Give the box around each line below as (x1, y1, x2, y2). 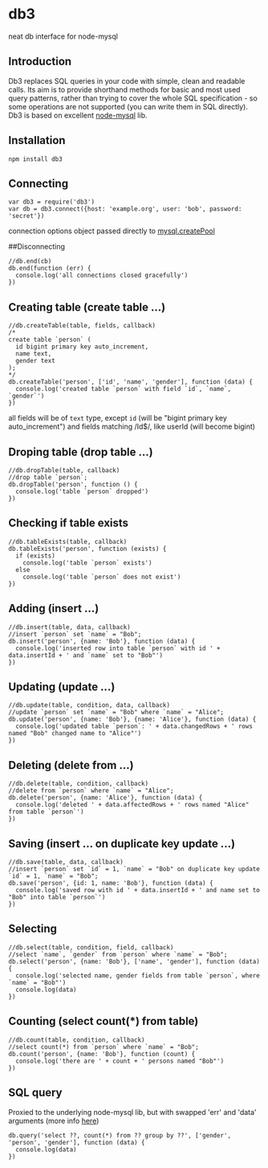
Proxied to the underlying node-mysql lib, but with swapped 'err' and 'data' (8, 1107, 257, 1117)
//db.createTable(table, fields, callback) (8, 322, 156, 330)
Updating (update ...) (8, 681, 116, 694)
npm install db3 (8, 154, 63, 163)
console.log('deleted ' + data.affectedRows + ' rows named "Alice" (15, 801, 250, 809)
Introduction (8, 55, 72, 68)
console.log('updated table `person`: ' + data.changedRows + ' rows (15, 722, 253, 730)
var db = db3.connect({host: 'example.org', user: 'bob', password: (8, 205, 242, 213)
